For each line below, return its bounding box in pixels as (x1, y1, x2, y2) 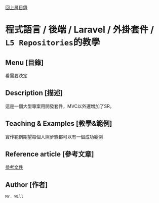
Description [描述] (5, 89, 63, 97)
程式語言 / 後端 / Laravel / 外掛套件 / (5, 24, 154, 35)
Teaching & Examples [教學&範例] (5, 119, 112, 128)
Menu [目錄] (5, 58, 44, 67)
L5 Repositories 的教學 (5, 37, 100, 48)
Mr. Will (5, 194, 24, 199)
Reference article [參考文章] (5, 150, 94, 159)
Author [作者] (5, 180, 48, 189)
